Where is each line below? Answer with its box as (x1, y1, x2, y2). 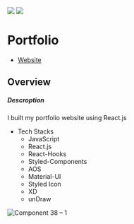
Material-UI (28, 172, 61, 181)
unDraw (28, 195, 51, 204)
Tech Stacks (17, 127, 54, 136)
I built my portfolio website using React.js (7, 114, 127, 122)
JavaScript (28, 135, 60, 143)
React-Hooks (28, 150, 67, 158)
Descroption (7, 95, 44, 104)
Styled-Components (28, 158, 87, 166)
